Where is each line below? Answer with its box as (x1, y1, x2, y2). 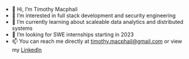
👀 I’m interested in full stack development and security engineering (11, 12, 176, 19)
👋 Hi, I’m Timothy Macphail (11, 6, 78, 13)
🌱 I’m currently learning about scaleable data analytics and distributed (11, 18, 184, 25)
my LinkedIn (11, 46, 42, 53)
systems (11, 24, 33, 32)
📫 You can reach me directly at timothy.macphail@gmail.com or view (11, 38, 182, 45)
